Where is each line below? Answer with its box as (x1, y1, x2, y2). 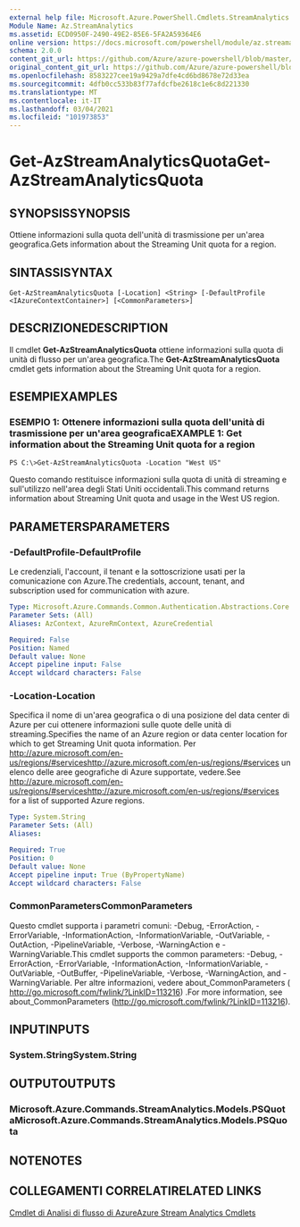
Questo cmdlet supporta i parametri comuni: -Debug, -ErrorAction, (9, 920, 254, 930)
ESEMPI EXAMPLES (9, 390, 118, 405)
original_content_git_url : (9, 63, 110, 72)
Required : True (9, 845, 66, 854)
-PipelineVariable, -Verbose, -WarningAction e (50, 939, 221, 950)
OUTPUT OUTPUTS (9, 1076, 116, 1091)
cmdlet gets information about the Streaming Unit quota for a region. (9, 363, 262, 374)
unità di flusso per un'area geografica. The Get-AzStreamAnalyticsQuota (9, 354, 280, 365)
